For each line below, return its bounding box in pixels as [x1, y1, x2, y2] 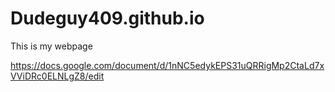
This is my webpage [10, 40, 93, 52]
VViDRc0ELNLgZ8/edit [10, 70, 105, 82]
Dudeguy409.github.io [10, 7, 205, 30]
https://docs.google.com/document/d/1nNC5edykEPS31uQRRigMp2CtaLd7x [10, 59, 325, 71]
